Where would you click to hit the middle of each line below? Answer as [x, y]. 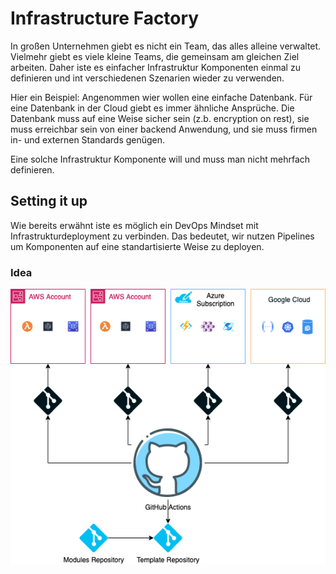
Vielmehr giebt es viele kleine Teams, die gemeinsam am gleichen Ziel [155, 56]
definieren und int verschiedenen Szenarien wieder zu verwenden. [147, 78]
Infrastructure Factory [105, 18]
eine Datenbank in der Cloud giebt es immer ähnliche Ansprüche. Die [152, 108]
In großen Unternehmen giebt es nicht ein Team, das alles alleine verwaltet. [166, 46]
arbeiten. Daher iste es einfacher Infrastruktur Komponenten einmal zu [155, 67]
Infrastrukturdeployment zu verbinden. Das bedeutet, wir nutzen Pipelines [162, 236]
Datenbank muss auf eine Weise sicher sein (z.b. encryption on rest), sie [160, 118]
